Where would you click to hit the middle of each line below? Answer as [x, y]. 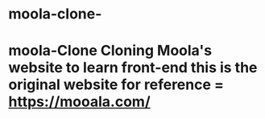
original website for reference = [116, 85]
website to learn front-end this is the [133, 68]
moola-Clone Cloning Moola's [110, 51]
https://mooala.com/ [79, 102]
